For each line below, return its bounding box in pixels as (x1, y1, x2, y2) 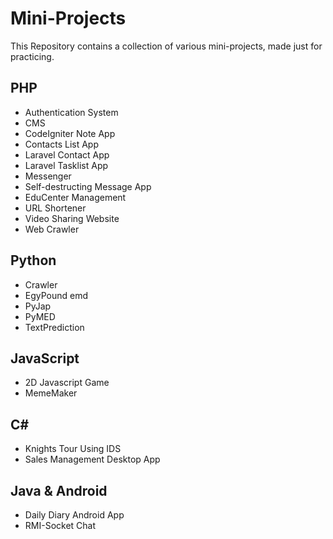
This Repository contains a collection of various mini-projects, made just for (10, 40, 323, 52)
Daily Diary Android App (24, 509, 125, 521)
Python (10, 252, 57, 269)
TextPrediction (24, 321, 85, 333)
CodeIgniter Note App (24, 127, 116, 139)
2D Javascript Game (24, 377, 110, 389)
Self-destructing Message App (24, 180, 152, 192)
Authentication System (24, 106, 119, 118)
